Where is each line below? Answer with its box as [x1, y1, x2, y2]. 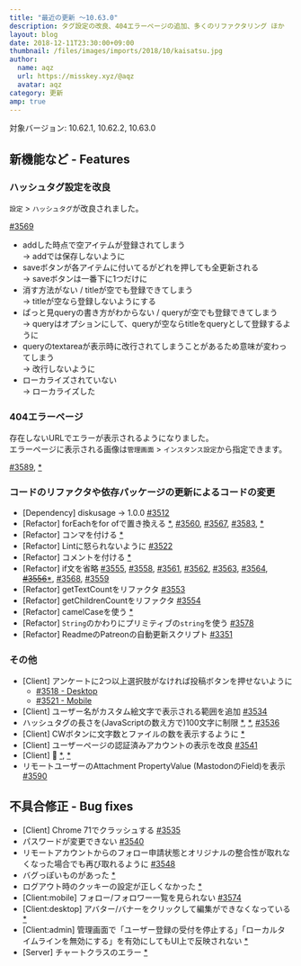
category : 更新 [9, 88, 64, 97]
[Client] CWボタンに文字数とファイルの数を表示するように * [22, 728, 245, 739]
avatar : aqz [17, 80, 63, 89]
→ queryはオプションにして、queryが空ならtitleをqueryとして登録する [22, 319, 283, 330]
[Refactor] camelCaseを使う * [22, 606, 134, 617]
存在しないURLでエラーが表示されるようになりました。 [9, 433, 214, 444]
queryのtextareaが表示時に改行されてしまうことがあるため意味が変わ [22, 341, 279, 352]
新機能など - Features [9, 151, 130, 167]
